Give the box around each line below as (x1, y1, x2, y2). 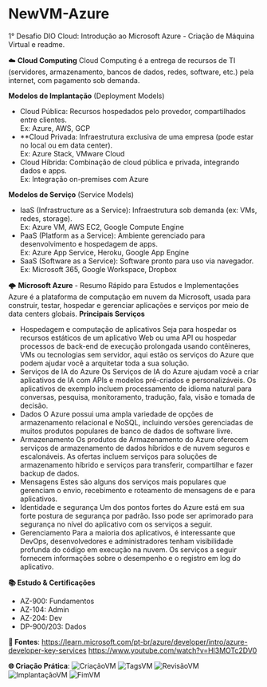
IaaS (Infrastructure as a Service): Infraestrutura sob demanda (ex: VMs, (19, 205, 257, 215)
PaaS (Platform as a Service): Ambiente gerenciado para (19, 231, 206, 240)
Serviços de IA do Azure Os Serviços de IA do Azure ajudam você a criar (19, 366, 259, 376)
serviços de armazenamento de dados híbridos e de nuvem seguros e (19, 443, 250, 452)
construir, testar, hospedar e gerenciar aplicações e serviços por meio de (8, 300, 249, 310)
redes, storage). (19, 213, 73, 223)
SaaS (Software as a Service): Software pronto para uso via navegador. (19, 256, 254, 266)
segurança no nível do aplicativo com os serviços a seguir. (19, 519, 213, 529)
